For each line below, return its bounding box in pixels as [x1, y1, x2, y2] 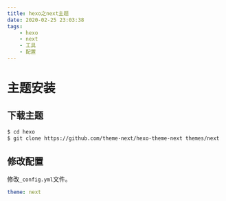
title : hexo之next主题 [7, 10, 69, 17]
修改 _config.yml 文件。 [7, 175, 71, 183]
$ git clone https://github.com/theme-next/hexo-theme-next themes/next [7, 135, 220, 142]
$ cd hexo [7, 128, 36, 135]
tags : [7, 23, 23, 30]
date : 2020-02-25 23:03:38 [7, 17, 84, 23]
